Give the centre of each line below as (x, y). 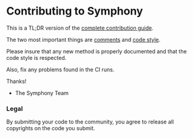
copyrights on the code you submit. (51, 128)
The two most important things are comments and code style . (83, 39)
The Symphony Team (42, 93)
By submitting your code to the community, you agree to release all (90, 122)
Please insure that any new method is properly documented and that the (96, 51)
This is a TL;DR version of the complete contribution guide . (80, 28)
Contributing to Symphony (75, 11)
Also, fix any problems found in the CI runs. (60, 69)
